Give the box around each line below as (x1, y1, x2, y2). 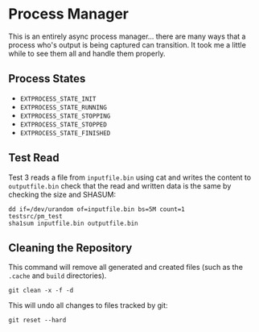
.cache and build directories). (8, 271, 107, 280)
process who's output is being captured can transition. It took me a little (8, 39, 247, 49)
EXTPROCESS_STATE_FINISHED (19, 129, 111, 137)
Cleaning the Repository (8, 241, 133, 255)
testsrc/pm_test (8, 212, 63, 220)
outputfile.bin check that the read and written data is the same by (8, 181, 232, 190)
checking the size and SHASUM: (8, 189, 117, 199)
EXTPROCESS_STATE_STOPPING (19, 112, 111, 120)
